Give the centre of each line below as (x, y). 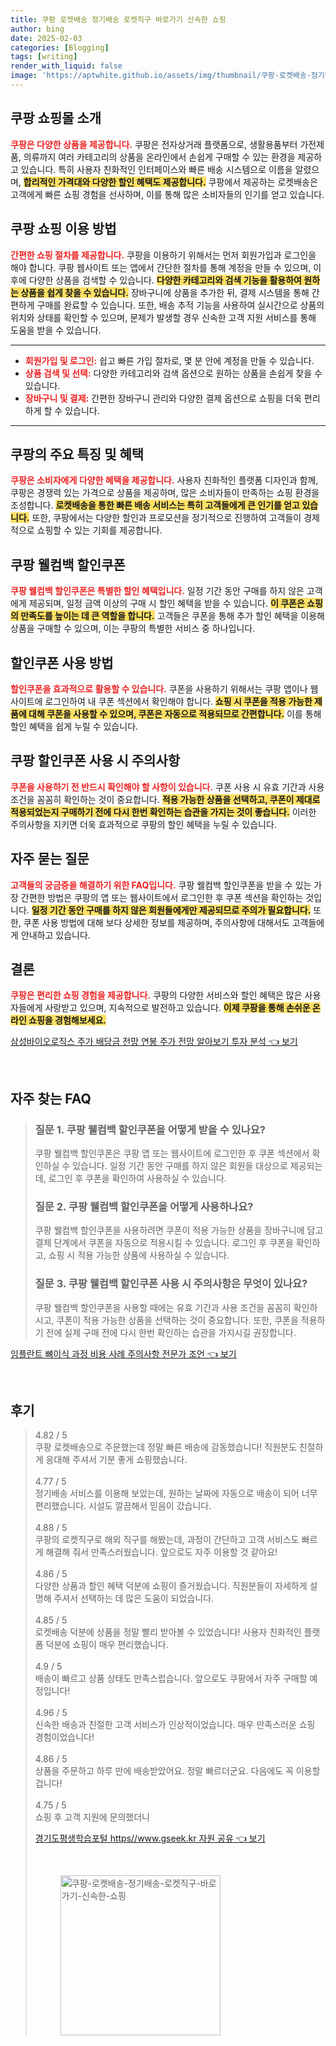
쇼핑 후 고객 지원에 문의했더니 (92, 1817)
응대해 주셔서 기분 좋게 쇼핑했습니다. (116, 1460)
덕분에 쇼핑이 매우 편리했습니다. (107, 1645)
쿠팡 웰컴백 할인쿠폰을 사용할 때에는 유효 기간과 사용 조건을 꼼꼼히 (163, 1307)
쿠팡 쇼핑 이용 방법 (63, 229)
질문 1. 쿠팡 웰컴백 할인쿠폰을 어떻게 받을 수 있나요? (150, 1129)
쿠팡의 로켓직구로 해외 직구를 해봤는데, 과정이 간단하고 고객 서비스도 (167, 1540)
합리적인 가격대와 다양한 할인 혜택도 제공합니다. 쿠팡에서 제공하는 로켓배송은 (170, 182)
